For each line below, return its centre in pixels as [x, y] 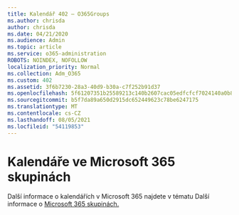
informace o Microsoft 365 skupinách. [63, 204]
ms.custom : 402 [30, 80]
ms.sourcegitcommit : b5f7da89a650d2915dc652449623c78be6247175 [103, 100]
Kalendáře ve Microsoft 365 [91, 162]
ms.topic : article [34, 47]
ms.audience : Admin [36, 41]
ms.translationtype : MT [43, 107]
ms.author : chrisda [36, 21]
